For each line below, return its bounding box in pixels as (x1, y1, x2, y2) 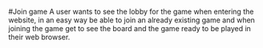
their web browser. (8, 32, 71, 42)
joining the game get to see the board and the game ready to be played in (8, 24, 251, 33)
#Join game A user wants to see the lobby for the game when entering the (8, 7, 254, 16)
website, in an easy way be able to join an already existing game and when (8, 15, 255, 25)
